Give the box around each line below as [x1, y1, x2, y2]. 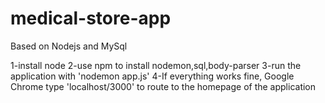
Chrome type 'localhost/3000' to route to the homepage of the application [10, 80, 317, 92]
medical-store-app [10, 7, 172, 30]
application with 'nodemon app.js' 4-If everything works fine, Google [10, 70, 295, 82]
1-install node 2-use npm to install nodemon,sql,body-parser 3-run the [10, 59, 302, 71]
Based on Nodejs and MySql [10, 40, 128, 52]
